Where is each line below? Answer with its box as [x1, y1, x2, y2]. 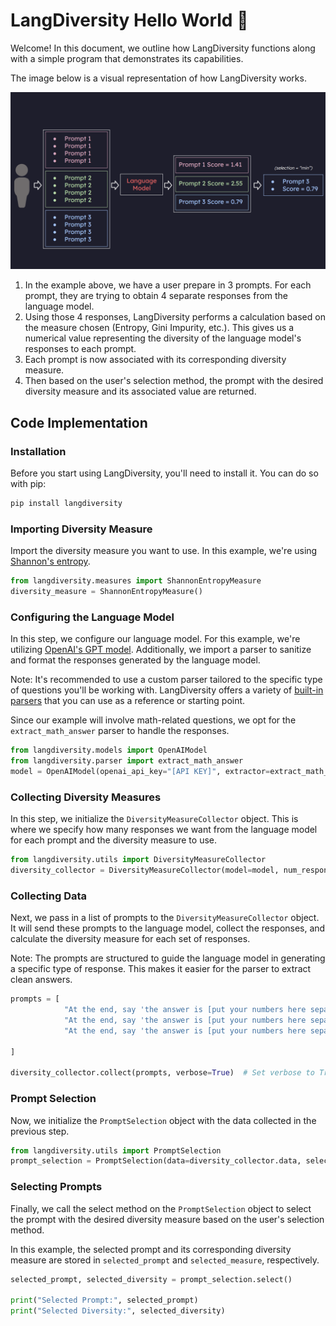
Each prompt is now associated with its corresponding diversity [24, 354, 287, 366]
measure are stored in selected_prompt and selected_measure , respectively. [10, 1254, 320, 1266]
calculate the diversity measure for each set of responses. [10, 933, 251, 945]
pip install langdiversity [10, 499, 123, 509]
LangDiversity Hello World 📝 [10, 9, 249, 32]
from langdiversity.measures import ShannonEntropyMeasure [10, 576, 262, 586]
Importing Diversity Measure [10, 522, 153, 536]
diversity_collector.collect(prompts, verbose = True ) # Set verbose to [10, 1068, 315, 1078]
